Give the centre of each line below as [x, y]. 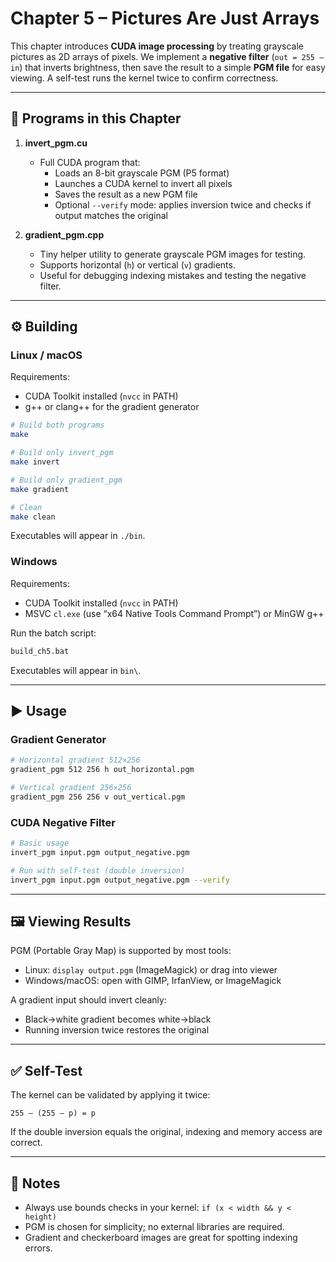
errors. [38, 1248]
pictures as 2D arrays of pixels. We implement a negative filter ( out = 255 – [167, 56]
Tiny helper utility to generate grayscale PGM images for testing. [173, 254]
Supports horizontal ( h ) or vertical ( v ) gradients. [137, 264]
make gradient [40, 489]
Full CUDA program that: [90, 162]
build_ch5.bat [40, 651]
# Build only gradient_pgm [66, 480]
